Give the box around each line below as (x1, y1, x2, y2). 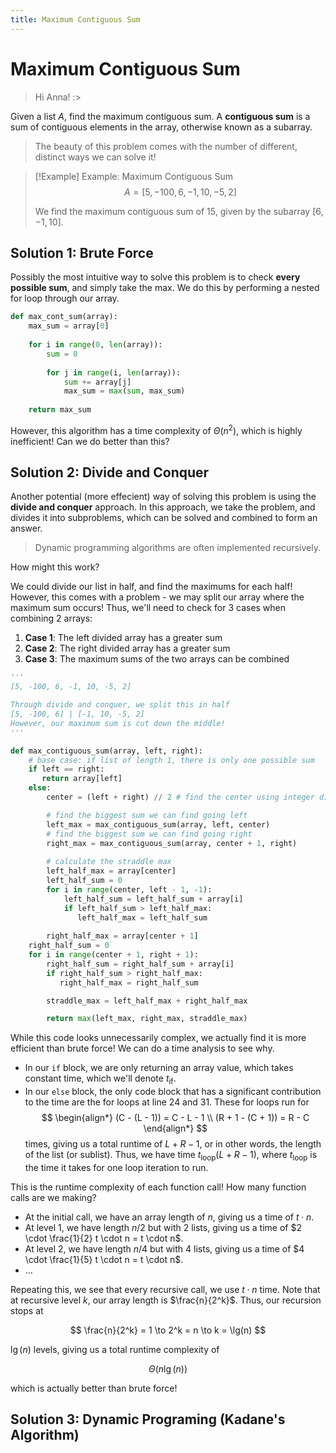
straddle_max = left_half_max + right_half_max (46, 996, 248, 1006)
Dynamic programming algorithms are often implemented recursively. (34, 542, 321, 554)
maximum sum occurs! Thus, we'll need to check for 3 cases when (10, 602, 287, 614)
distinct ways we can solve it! (34, 151, 157, 163)
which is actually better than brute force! (10, 1382, 178, 1394)
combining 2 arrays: (10, 612, 93, 625)
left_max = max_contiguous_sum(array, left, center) (46, 819, 271, 830)
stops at (10, 1304, 44, 1316)
